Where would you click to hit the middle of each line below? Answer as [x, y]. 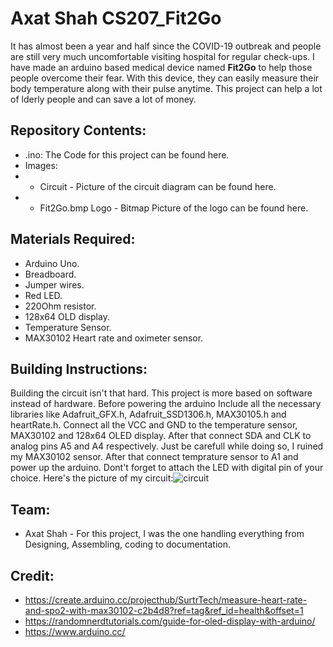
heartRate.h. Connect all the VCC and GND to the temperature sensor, [154, 425]
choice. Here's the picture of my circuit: [92, 478]
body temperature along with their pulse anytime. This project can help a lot [166, 88]
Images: [41, 165]
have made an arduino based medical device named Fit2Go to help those [161, 67]
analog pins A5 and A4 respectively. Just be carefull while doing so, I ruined [167, 446]
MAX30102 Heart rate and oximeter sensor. [114, 338]
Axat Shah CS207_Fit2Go [116, 18]
